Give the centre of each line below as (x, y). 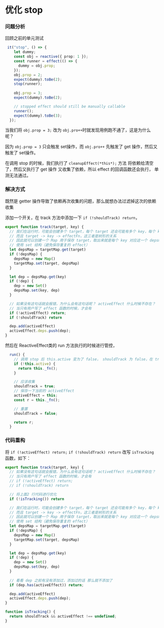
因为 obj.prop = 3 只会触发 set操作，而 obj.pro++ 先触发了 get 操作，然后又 (81, 147)
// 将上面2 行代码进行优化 (33, 494)
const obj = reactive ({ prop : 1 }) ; (51, 57)
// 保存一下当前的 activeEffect (44, 391)
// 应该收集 (24, 382)
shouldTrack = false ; (36, 413)
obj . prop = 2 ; (28, 75)
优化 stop (24, 10)
